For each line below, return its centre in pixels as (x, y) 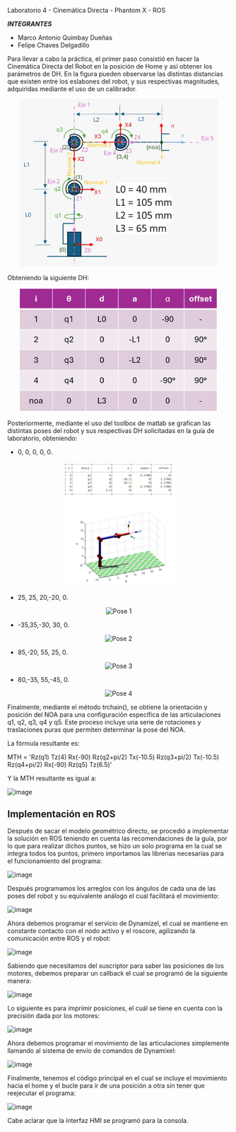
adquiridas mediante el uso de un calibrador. (72, 89)
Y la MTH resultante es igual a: (52, 778)
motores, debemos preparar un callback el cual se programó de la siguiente (118, 974)
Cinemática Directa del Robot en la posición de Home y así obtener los (110, 66)
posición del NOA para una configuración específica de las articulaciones (114, 715)
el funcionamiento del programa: (55, 861)
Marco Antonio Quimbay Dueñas (65, 37)
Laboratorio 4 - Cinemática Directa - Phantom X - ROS (87, 10)
